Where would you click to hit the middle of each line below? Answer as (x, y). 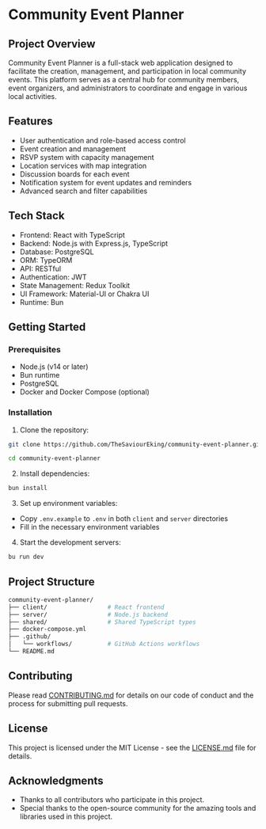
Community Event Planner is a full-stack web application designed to (121, 63)
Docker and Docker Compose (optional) (85, 392)
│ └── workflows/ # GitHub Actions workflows (104, 644)
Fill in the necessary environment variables (89, 527)
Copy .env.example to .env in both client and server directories (123, 519)
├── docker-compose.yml (47, 629)
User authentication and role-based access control (103, 140)
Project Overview (52, 44)
